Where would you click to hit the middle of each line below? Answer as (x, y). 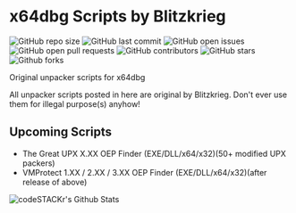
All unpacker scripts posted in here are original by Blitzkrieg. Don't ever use (148, 94)
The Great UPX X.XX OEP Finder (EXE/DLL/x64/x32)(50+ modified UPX (154, 153)
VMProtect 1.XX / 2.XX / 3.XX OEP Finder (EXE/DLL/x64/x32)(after (144, 172)
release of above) (55, 182)
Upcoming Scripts (60, 132)
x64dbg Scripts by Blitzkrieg (118, 16)
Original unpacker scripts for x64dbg (77, 77)
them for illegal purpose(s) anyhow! (75, 103)
